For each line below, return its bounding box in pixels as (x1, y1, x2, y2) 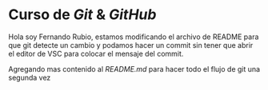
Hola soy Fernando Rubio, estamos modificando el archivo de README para (8, 32, 259, 41)
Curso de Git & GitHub (8, 6, 157, 24)
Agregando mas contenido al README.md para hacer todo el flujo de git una (8, 64, 261, 73)
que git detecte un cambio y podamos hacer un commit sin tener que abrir (8, 40, 254, 49)
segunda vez (8, 72, 51, 82)
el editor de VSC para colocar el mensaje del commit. (8, 49, 184, 58)
